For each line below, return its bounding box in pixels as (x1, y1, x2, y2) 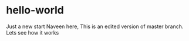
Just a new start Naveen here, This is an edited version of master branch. (6, 23, 184, 30)
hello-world (6, 4, 65, 17)
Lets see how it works (6, 29, 59, 36)
